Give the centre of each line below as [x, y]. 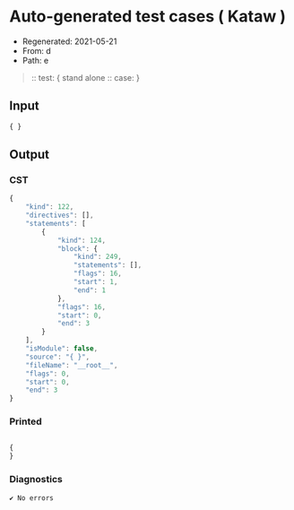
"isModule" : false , [62, 349]
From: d [36, 50]
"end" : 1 [89, 290]
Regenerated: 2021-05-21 [69, 41]
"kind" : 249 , [98, 257]
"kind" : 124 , [81, 240]
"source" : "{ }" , [58, 357]
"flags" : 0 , [48, 374]
